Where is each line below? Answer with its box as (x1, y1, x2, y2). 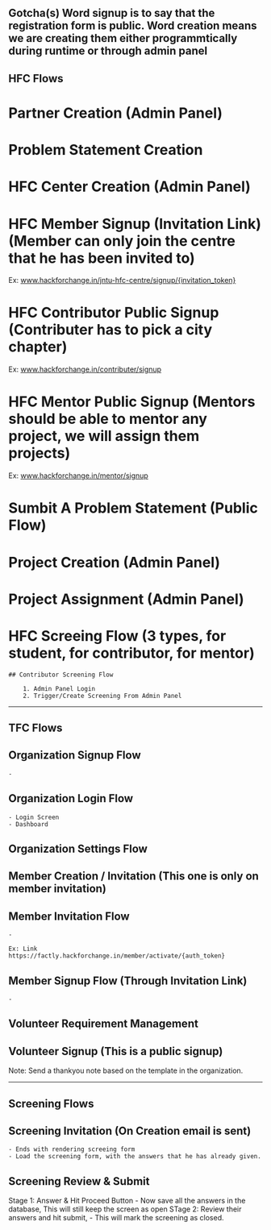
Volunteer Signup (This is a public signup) (8, 1044, 223, 1058)
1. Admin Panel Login (23, 684, 95, 692)
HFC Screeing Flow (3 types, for (8, 626, 227, 645)
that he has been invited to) (8, 249, 195, 267)
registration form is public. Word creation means (8, 19, 257, 33)
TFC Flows (8, 721, 63, 735)
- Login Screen (8, 813, 60, 821)
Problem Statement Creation (8, 141, 203, 160)
